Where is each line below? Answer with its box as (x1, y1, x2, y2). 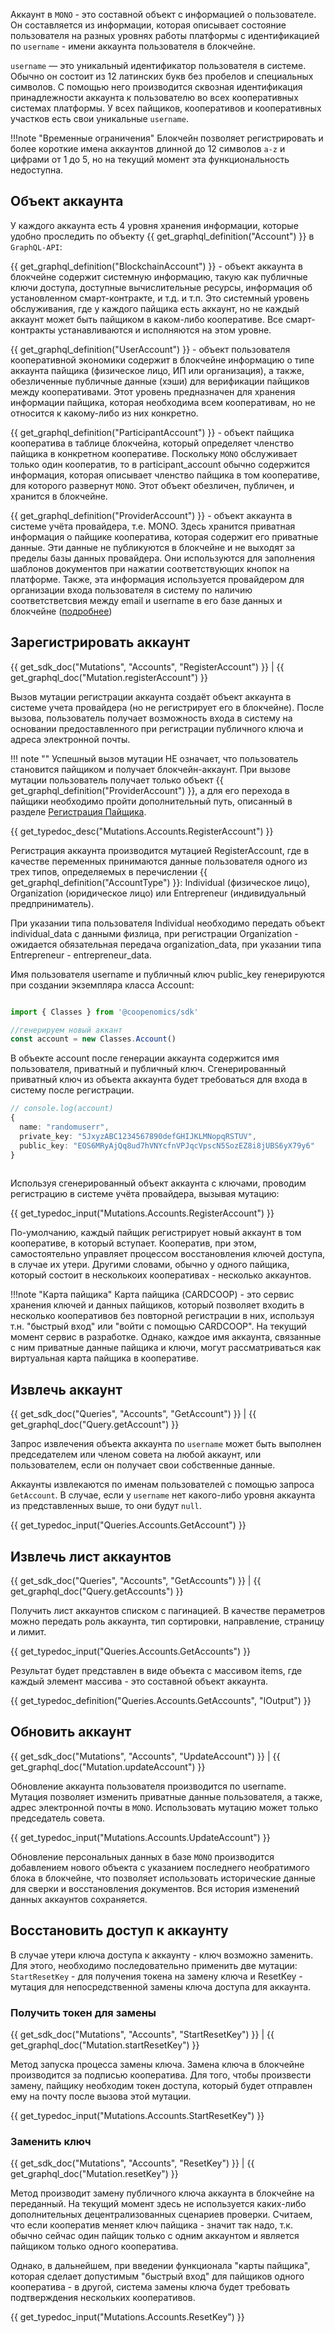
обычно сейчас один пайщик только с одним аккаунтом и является (10, 2230, 300, 2242)
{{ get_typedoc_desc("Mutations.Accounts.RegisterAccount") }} (10, 825, 274, 837)
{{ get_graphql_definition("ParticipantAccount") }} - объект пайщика (10, 426, 295, 438)
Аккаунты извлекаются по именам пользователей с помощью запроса (10, 1479, 315, 1491)
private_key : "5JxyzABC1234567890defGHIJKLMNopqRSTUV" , (19, 1131, 257, 1141)
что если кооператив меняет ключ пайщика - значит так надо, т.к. (10, 2219, 293, 2231)
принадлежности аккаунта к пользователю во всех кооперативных (10, 92, 299, 103)
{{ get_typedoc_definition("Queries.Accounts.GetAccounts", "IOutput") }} (10, 1695, 312, 1706)
